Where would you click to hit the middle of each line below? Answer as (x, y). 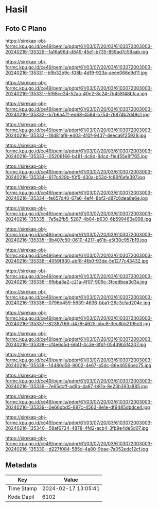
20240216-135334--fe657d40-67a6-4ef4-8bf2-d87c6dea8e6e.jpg (77, 198)
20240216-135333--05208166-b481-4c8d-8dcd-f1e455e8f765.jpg (77, 156)
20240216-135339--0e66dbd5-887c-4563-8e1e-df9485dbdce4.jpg (78, 407)
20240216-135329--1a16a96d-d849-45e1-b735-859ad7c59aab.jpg (77, 52)
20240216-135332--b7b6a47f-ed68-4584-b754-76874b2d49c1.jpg (78, 115)
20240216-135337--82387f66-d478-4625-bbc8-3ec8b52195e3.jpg (78, 324)
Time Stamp (23, 488)
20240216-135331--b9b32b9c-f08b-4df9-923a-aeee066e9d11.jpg (76, 73)
